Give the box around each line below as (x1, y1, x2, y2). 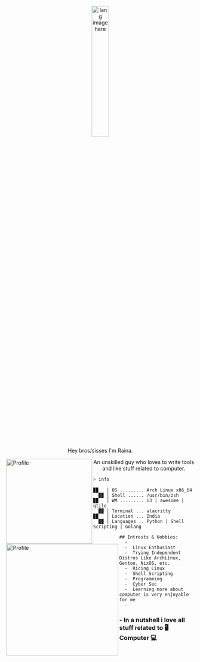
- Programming (124, 576, 162, 581)
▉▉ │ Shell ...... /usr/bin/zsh (98, 492, 179, 498)
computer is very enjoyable (119, 591, 189, 598)
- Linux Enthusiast (124, 545, 176, 550)
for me (119, 596, 136, 602)
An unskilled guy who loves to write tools (93, 459, 195, 465)
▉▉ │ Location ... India (93, 513, 160, 519)
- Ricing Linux (124, 565, 165, 571)
